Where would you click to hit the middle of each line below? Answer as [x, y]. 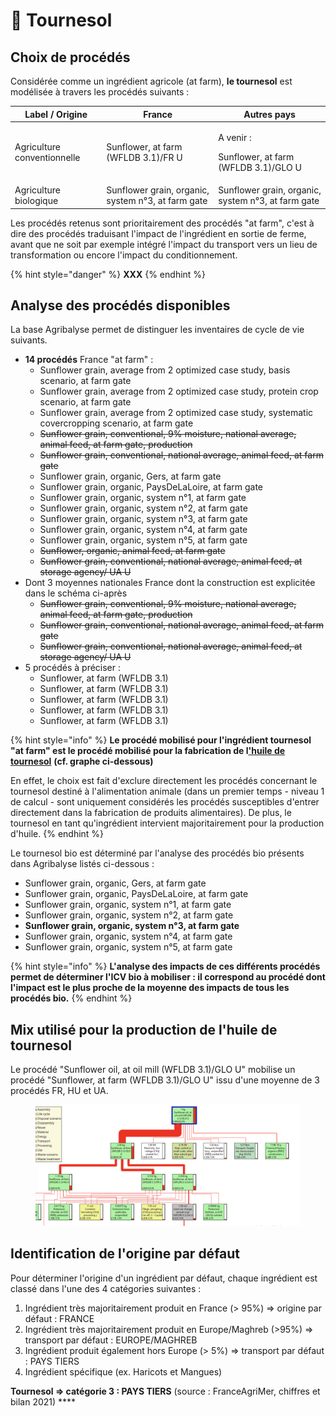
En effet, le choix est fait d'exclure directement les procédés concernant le [164, 781]
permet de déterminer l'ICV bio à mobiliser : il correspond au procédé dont [168, 977]
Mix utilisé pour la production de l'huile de [144, 1029]
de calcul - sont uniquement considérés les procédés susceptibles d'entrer [165, 802]
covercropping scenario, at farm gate [116, 423]
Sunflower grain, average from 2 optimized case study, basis [165, 370]
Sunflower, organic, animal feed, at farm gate [132, 551]
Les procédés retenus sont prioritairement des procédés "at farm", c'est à [162, 223]
